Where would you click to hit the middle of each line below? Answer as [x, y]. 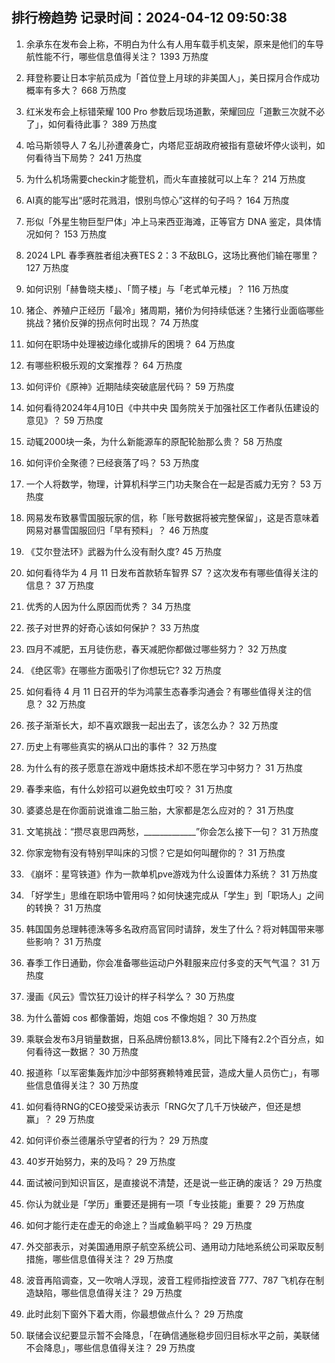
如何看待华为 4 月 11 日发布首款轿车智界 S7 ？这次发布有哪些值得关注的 [172, 572]
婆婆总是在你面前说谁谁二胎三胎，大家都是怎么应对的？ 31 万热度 [160, 810]
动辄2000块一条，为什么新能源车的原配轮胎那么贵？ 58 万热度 [154, 441]
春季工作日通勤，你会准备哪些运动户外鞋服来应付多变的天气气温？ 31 [167, 962]
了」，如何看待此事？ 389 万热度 [91, 124]
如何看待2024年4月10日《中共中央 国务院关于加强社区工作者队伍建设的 [172, 407]
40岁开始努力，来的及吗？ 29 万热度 [100, 1161]
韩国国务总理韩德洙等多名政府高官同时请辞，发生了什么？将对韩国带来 [170, 929]
